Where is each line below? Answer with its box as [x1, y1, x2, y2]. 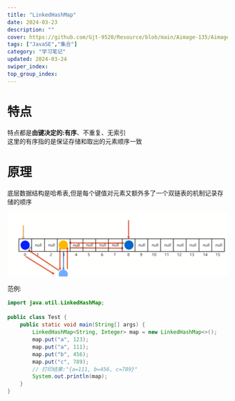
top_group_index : [7, 70, 58, 77]
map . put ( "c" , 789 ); [32, 358, 90, 365]
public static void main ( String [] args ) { [20, 321, 145, 329]
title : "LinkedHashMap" [7, 11, 77, 18]
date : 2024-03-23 [7, 18, 58, 26]
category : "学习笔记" [7, 48, 66, 55]
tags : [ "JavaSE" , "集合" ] [7, 41, 78, 48]
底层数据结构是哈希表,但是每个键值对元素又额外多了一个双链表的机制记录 [7, 189, 218, 197]
